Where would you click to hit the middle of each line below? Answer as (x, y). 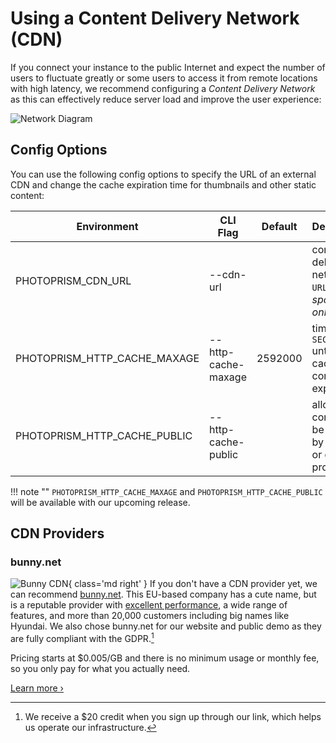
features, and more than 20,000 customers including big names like (150, 616)
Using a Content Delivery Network (155, 18)
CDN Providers (57, 533)
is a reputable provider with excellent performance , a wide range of (149, 605)
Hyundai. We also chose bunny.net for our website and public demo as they (166, 626)
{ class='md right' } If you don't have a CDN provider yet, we (193, 584)
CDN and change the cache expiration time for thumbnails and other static (163, 184)
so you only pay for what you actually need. (100, 669)
